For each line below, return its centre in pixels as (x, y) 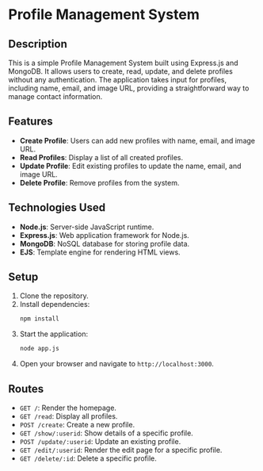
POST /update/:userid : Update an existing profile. (100, 441)
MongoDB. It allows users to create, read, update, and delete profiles (121, 71)
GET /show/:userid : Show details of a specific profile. (107, 433)
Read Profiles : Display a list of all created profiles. (101, 157)
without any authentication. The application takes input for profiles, (118, 80)
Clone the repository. (54, 296)
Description (38, 44)
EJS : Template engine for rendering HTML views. (100, 252)
